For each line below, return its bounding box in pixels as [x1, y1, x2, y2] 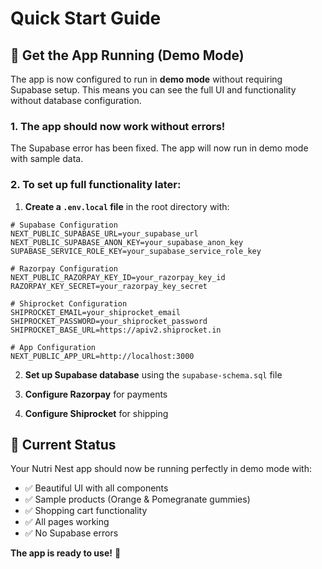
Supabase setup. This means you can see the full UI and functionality [10, 84, 297, 96]
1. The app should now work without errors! [10, 119, 226, 133]
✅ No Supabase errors [24, 527, 119, 539]
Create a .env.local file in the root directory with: [24, 200, 230, 212]
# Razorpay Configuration [10, 263, 118, 274]
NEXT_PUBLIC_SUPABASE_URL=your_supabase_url [10, 228, 199, 239]
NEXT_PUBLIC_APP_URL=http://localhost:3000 [10, 351, 195, 361]
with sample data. [10, 153, 84, 165]
